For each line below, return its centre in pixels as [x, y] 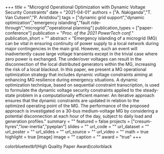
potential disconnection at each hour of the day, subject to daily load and [79, 116]
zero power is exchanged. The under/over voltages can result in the [73, 59]
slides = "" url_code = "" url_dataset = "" [108, 126]
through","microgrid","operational [38, 28]
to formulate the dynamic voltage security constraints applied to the [73, 90]
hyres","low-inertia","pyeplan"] [36, 126]
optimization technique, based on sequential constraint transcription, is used [82, 85]
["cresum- [142, 121]
